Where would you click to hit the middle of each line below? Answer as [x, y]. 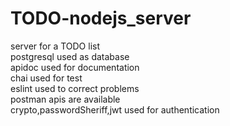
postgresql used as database [70, 56]
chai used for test [46, 78]
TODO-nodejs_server [101, 18]
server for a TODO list [55, 46]
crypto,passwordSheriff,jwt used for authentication [115, 109]
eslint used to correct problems [75, 88]
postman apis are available [65, 99]
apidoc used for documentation [75, 67]
